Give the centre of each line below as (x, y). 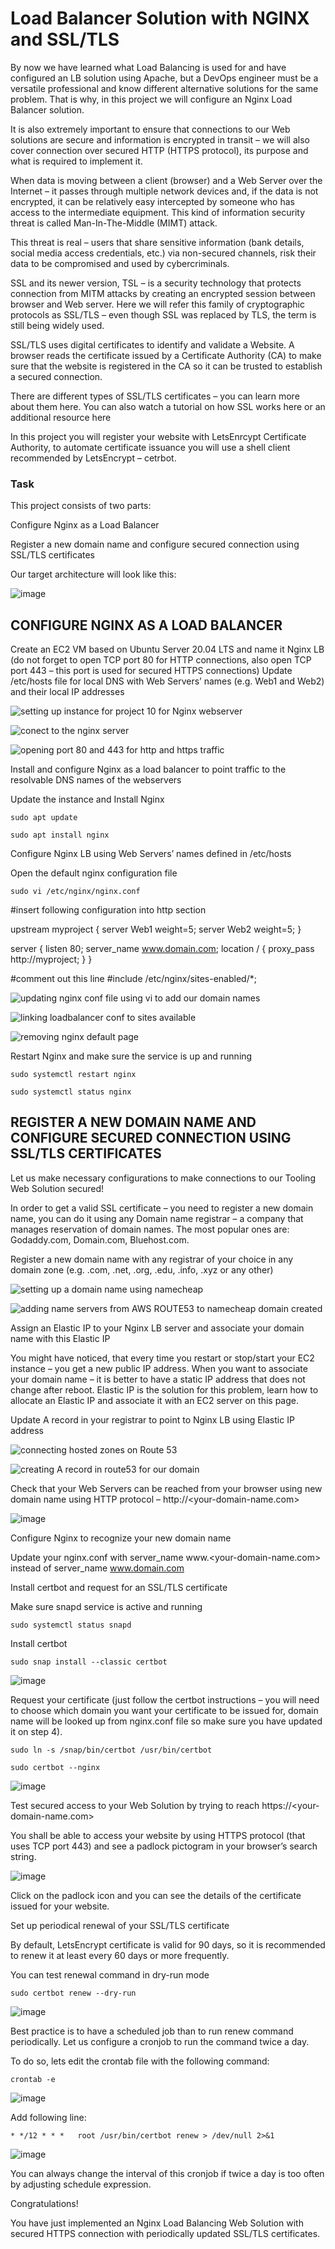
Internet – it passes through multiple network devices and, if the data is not (164, 191)
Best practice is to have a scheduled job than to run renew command (152, 2031)
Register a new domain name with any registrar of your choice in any (152, 1259)
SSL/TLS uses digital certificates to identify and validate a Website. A (152, 344)
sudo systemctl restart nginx (73, 1075)
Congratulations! (44, 2203)
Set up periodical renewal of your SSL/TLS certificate (120, 1925)
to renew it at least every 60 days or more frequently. (120, 1955)
